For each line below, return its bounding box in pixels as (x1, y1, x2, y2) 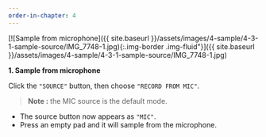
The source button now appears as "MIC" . (19, 112, 156, 121)
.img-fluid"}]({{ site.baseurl (165, 41, 256, 51)
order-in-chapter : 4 (8, 11, 77, 20)
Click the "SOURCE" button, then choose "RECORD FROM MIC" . (8, 81, 200, 90)
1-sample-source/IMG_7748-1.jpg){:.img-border (8, 41, 164, 51)
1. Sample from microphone (8, 65, 101, 75)
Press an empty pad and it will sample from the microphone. (19, 120, 217, 129)
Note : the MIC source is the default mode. (27, 96, 168, 105)
